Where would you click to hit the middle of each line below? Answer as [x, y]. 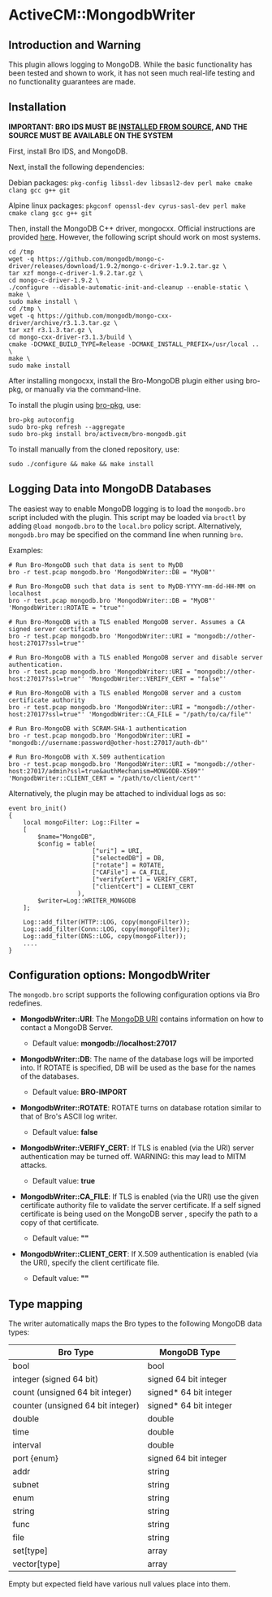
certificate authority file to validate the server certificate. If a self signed [140, 1205]
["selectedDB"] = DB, [128, 858]
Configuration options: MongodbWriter [110, 975]
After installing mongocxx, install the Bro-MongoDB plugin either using [126, 380]
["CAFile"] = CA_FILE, [130, 872]
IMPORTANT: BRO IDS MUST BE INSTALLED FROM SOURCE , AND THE [128, 127]
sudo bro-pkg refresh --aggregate [67, 427]
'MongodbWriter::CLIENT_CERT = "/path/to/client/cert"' [105, 778]
